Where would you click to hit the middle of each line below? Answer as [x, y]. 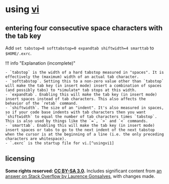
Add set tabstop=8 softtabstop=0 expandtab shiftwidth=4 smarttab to [80, 48]
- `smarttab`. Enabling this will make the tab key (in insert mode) [80, 125]
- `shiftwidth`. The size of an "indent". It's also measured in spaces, [85, 108]
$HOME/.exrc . [18, 53]
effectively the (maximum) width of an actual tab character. [72, 77]
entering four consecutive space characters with [84, 28]
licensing [20, 158]
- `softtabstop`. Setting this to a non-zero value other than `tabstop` [85, 81]
